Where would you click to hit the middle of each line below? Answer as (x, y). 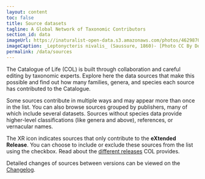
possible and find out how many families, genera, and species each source (100, 82)
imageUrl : (19, 40)
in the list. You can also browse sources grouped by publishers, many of (97, 107)
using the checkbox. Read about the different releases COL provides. (93, 151)
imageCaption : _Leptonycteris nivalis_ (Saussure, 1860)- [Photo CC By (99, 46)
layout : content (27, 12)
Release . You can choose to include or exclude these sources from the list (100, 145)
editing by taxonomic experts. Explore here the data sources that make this (101, 75)
